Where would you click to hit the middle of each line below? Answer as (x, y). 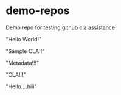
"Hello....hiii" (21, 86)
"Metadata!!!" (22, 63)
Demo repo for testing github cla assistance (60, 27)
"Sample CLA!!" (25, 51)
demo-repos (38, 11)
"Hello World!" (24, 39)
